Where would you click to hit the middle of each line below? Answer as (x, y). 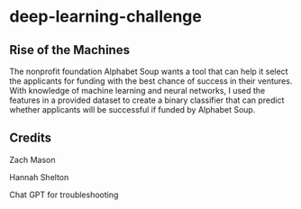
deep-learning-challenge (106, 17)
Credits (31, 138)
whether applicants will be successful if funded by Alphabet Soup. (132, 109)
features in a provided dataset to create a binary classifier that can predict (147, 100)
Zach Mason (32, 159)
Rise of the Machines (70, 50)
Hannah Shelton (39, 177)
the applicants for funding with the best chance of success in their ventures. (151, 81)
